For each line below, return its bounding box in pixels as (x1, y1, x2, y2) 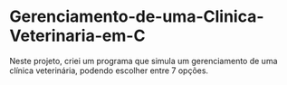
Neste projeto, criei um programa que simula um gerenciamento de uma (9, 55, 278, 66)
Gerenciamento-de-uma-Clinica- (9, 6, 264, 27)
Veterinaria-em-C (9, 25, 146, 46)
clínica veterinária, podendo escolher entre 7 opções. (9, 65, 209, 76)
